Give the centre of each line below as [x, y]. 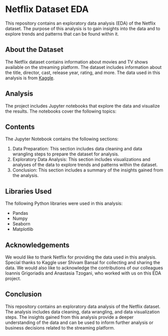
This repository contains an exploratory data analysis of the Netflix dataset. [83, 306]
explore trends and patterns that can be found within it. [62, 34]
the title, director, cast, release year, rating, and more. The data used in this [83, 72]
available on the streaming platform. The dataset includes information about [83, 67]
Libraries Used [28, 191]
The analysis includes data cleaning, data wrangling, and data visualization [82, 312]
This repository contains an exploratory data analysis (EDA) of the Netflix [80, 23]
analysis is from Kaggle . [30, 78]
